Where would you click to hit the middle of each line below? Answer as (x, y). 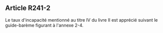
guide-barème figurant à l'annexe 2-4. (44, 25)
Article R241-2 (28, 8)
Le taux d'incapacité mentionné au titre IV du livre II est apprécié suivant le (81, 20)
